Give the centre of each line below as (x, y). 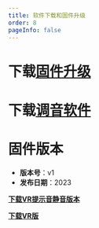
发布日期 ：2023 (46, 182)
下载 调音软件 (50, 110)
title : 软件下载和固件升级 (47, 15)
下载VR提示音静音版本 (44, 199)
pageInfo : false (35, 30)
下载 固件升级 (50, 71)
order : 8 (22, 23)
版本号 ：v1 (37, 172)
